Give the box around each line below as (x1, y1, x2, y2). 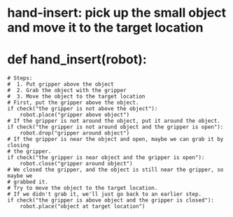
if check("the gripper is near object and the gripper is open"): (7, 154, 205, 161)
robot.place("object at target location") (20, 203, 146, 210)
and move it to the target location (7, 20, 204, 36)
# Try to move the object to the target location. (7, 185, 158, 192)
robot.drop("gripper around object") (20, 130, 130, 137)
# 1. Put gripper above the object (7, 81, 114, 88)
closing (7, 142, 30, 149)
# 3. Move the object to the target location (7, 93, 146, 100)
